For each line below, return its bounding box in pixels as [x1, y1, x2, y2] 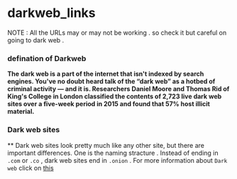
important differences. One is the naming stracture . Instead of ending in [7, 149, 219, 157]
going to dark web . [7, 35, 65, 44]
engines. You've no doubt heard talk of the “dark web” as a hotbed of [7, 77, 216, 86]
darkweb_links [7, 5, 96, 21]
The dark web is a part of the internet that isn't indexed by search [7, 69, 204, 79]
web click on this [7, 163, 55, 172]
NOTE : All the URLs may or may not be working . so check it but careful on [7, 28, 227, 37]
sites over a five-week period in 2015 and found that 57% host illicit [7, 100, 211, 108]
